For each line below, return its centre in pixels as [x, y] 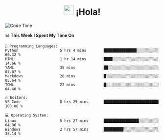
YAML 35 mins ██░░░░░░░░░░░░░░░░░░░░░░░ [82, 68]
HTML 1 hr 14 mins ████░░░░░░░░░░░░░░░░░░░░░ [82, 59]
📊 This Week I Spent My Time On [40, 35]
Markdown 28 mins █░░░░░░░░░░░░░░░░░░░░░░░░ [82, 76]
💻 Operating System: [27, 115]
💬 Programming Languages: [31, 46]
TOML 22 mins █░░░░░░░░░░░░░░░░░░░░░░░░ [82, 85]
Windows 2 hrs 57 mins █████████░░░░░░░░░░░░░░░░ [82, 129]
